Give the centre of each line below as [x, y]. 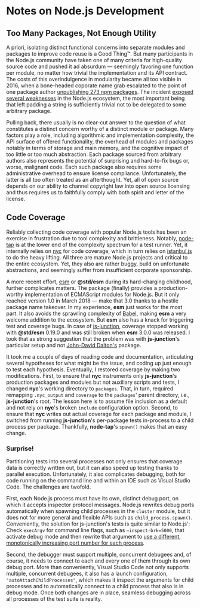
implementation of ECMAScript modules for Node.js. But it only [102, 294]
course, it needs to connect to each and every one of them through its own [98, 561]
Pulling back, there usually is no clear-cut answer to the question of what [96, 123]
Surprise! [20, 448]
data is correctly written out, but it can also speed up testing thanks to [93, 468]
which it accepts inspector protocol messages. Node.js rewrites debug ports [100, 505]
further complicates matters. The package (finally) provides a [81, 288]
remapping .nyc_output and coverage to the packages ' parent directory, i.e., [98, 395]
